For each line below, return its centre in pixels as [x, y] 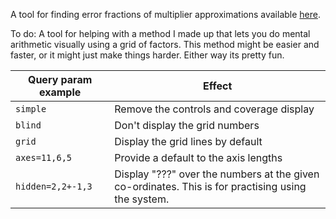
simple [31, 109]
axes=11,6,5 [44, 157]
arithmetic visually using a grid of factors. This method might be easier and [165, 44]
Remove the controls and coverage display [214, 109]
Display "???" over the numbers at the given [217, 174]
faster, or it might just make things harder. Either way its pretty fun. [147, 55]
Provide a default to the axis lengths [198, 157]
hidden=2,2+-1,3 [54, 186]
